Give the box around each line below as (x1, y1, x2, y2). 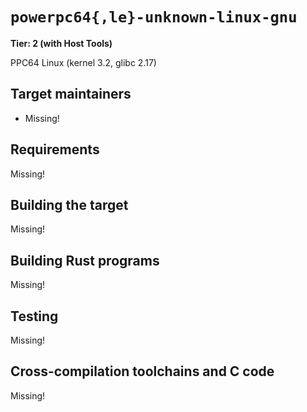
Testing (10, 308, 59, 325)
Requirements (10, 141, 100, 158)
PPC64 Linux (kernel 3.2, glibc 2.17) (10, 56, 157, 68)
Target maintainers (10, 86, 132, 103)
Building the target (10, 196, 129, 213)
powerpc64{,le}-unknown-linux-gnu (10, 8, 298, 27)
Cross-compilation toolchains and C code (10, 363, 275, 380)
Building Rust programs (10, 252, 160, 269)
